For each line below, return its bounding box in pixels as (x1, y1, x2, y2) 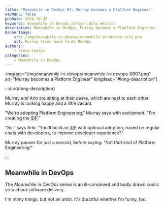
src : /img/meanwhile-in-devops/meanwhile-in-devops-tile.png (14, 35, 142, 40)
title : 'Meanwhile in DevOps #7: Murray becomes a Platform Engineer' (5, 7, 153, 12)
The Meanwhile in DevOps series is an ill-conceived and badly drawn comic (5, 181, 159, 187)
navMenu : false (5, 12, 36, 17)
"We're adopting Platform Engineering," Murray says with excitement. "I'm (5, 110, 155, 116)
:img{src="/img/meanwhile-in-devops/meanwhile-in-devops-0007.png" (5, 71, 151, 77)
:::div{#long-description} (5, 86, 55, 91)
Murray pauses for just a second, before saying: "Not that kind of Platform (5, 140, 156, 146)
